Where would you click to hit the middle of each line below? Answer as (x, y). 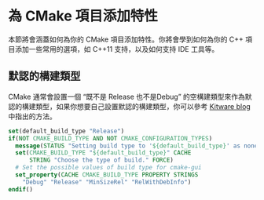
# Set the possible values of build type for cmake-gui (108, 168)
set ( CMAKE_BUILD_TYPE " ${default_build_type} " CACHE (103, 153)
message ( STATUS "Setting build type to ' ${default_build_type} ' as (128, 146)
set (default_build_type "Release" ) (66, 131)
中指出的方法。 (32, 116)
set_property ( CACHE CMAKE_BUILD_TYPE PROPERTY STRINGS (107, 175)
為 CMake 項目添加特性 (83, 16)
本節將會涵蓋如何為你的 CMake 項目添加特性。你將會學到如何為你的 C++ (126, 39)
